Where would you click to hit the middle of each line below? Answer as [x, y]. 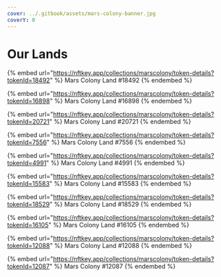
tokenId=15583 [28, 184]
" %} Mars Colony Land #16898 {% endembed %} [121, 101]
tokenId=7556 [27, 143]
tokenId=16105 [28, 225]
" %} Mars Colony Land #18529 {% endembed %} [121, 205]
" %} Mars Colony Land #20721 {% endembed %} [120, 122]
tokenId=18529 [29, 205]
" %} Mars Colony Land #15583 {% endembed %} [121, 184]
